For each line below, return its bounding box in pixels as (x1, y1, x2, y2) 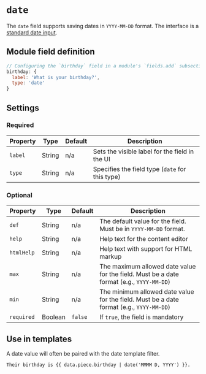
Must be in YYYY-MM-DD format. (99, 225, 185, 234)
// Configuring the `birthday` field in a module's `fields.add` (6, 63, 177, 69)
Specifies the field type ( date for (93, 164, 186, 173)
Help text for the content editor (99, 235, 188, 243)
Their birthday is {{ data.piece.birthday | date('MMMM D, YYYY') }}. (6, 362, 191, 368)
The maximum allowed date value (99, 262, 196, 271)
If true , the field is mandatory (99, 313, 184, 321)
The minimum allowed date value (99, 288, 194, 296)
